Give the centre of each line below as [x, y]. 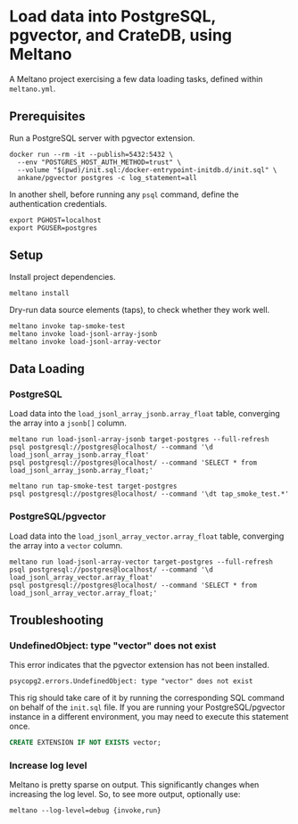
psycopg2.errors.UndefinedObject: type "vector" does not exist [131, 681]
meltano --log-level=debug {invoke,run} [86, 811]
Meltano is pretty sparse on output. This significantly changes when [134, 785]
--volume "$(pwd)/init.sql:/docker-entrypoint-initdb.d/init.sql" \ [147, 170]
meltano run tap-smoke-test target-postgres [93, 486]
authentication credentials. [58, 203]
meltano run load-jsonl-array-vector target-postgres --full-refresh [141, 562]
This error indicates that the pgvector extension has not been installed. [139, 665]
